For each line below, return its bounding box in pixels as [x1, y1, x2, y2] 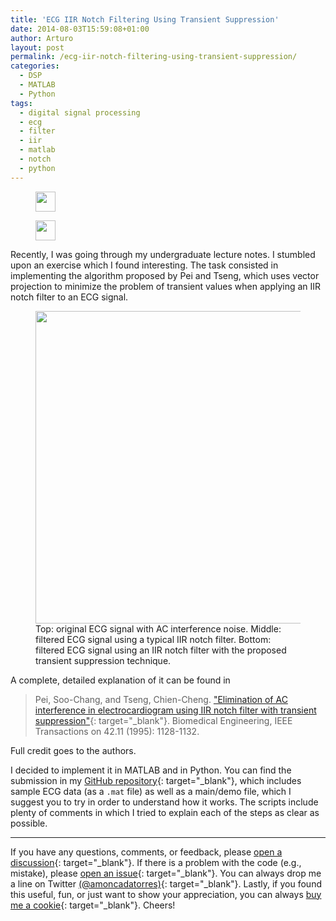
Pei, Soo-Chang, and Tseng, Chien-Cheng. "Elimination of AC [34, 693, 288, 705]
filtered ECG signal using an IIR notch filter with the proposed [35, 644, 287, 656]
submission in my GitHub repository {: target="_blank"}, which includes [10, 774, 302, 786]
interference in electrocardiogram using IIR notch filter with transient [34, 704, 317, 716]
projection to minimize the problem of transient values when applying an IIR [10, 280, 322, 292]
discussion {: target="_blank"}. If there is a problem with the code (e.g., [10, 856, 302, 868]
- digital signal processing [19, 107, 141, 118]
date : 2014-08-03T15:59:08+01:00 [10, 24, 150, 34]
